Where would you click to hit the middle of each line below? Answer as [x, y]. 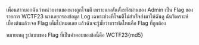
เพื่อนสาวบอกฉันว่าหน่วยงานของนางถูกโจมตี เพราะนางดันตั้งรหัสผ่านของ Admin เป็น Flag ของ [100, 10]
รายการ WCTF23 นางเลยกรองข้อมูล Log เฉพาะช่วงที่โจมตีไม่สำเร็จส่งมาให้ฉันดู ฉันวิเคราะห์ [97, 16]
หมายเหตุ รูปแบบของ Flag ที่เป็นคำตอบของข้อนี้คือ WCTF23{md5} [75, 35]
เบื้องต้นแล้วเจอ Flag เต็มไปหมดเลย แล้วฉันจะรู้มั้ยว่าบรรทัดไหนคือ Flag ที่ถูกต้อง [86, 23]
